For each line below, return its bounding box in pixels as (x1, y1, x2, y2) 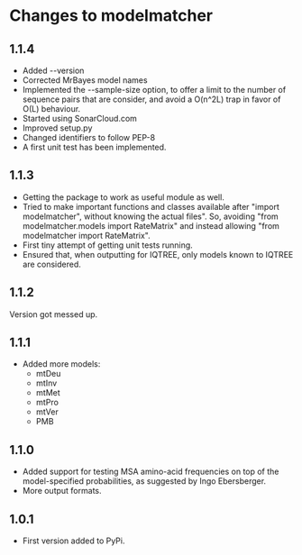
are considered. (22, 259, 81, 269)
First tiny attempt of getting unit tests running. (22, 240, 194, 250)
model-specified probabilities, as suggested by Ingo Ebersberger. (22, 476, 267, 487)
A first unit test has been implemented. (22, 141, 167, 152)
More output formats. (22, 486, 102, 496)
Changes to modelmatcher (9, 5, 214, 26)
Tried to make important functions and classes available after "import (22, 201, 279, 212)
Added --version (22, 65, 85, 76)
